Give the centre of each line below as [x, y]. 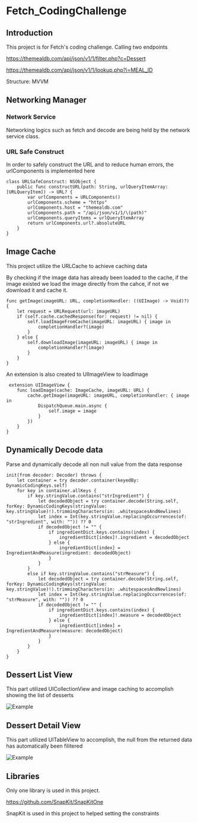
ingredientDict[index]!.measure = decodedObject [120, 615]
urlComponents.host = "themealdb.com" [75, 208]
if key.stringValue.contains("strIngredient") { [89, 496]
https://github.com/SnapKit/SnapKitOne [55, 802]
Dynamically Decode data [55, 450]
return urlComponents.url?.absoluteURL [77, 223]
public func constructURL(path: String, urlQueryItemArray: [92, 187]
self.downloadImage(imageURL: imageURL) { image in [93, 342]
